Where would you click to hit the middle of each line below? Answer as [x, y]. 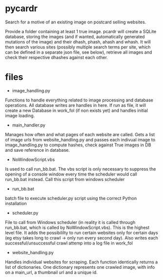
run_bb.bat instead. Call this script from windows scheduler [65, 179]
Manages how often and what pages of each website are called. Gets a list [80, 134]
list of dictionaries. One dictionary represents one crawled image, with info [80, 267]
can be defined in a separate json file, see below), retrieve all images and [79, 52]
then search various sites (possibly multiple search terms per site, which [78, 47]
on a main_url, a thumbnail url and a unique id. [51, 272]
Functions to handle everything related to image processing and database [79, 100]
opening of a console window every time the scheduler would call [71, 174]
